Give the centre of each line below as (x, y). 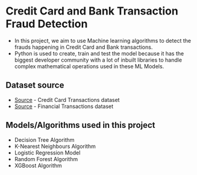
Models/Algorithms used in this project (80, 125)
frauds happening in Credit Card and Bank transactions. (83, 47)
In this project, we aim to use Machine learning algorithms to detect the (102, 40)
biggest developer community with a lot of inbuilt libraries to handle (98, 60)
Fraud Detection (47, 24)
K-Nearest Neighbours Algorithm (55, 146)
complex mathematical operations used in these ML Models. (89, 66)
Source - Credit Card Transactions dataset (67, 100)
